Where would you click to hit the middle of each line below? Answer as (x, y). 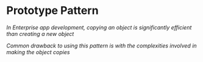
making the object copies (38, 52)
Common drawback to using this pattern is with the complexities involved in (101, 46)
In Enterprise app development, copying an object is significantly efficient (99, 27)
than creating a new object (40, 33)
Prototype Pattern (52, 11)
